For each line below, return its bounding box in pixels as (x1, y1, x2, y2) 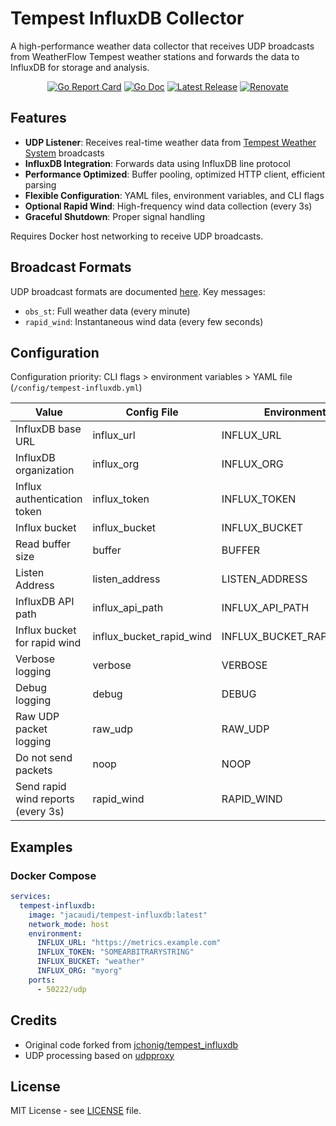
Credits (10, 1012, 58, 1029)
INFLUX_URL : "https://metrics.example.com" (36, 938, 222, 948)
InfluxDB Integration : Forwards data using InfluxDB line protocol (24, 157, 291, 169)
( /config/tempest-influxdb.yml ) (10, 382, 143, 394)
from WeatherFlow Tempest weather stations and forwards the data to (10, 50, 300, 62)
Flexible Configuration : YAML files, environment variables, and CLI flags (24, 189, 325, 201)
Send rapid (15, 780, 67, 794)
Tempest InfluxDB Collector (10, 7, 245, 30)
